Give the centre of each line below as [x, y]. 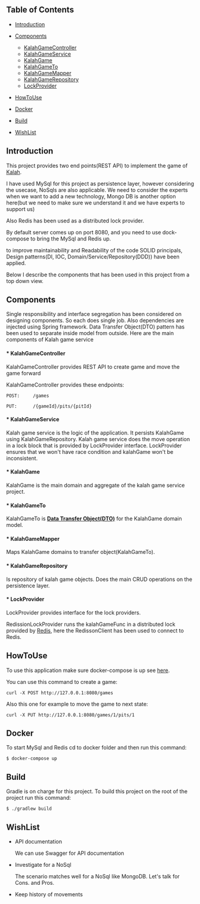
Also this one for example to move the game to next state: [77, 704]
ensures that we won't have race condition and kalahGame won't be [90, 451]
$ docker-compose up [32, 759]
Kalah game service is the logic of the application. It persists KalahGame [95, 433]
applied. [16, 263]
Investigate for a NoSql [43, 865]
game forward [24, 373]
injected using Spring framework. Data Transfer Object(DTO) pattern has [96, 327]
